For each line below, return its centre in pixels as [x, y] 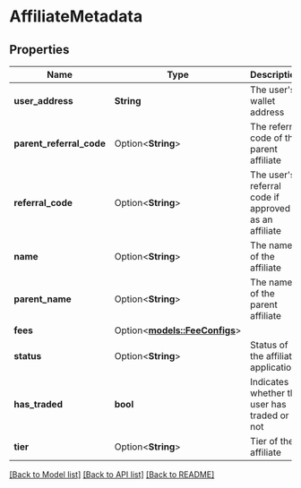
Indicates [270, 382]
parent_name [43, 299]
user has [268, 404]
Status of [269, 345]
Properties [39, 50]
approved [271, 208]
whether [267, 393]
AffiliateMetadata [76, 17]
